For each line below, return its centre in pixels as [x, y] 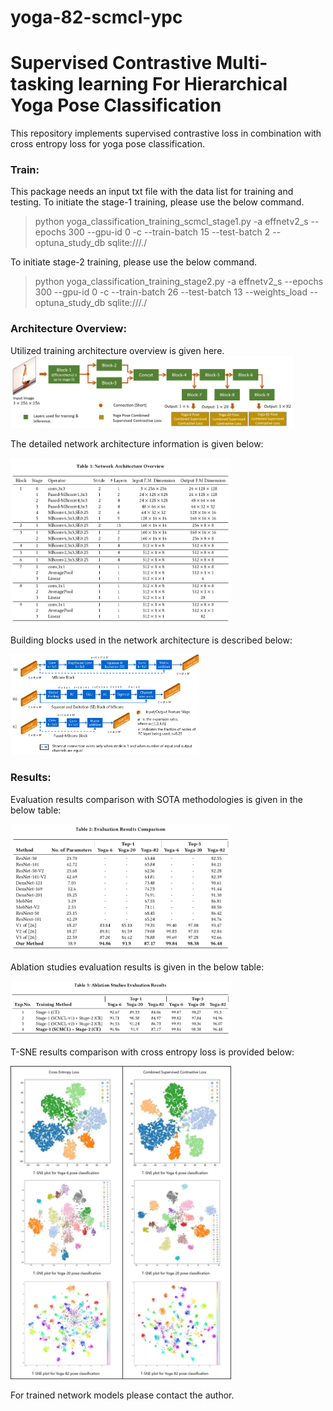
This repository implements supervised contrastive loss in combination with [166, 133]
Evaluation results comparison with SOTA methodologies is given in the [156, 799]
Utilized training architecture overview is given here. [117, 350]
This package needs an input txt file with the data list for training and [152, 192]
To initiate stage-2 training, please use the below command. [134, 262]
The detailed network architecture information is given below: [137, 444]
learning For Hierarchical [182, 84]
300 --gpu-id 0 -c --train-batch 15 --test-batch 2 [169, 232]
